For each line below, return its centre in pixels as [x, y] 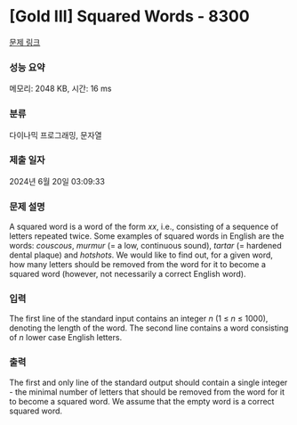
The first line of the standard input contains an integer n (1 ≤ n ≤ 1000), [139, 319]
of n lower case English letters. [66, 338]
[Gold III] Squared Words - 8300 [130, 16]
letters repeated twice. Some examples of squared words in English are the [147, 236]
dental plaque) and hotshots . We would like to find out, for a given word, [141, 255]
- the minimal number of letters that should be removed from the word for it [147, 392]
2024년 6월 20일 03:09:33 [57, 181]
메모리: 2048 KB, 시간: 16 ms [60, 89]
